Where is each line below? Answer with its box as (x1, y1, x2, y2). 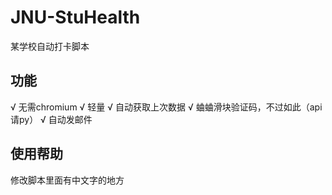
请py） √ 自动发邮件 (10, 113, 93, 125)
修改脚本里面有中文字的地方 (10, 174, 125, 186)
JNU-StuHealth (10, 6, 141, 29)
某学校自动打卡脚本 (10, 40, 90, 52)
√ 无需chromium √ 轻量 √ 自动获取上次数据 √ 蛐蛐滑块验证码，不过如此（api (10, 101, 323, 113)
